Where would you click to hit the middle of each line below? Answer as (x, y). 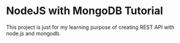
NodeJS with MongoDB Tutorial (85, 11)
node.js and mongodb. (33, 33)
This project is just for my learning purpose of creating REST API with (90, 27)
